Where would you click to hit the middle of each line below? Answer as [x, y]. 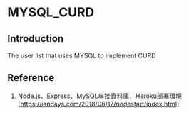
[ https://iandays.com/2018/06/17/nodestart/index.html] [98, 104]
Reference [31, 78]
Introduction [36, 39]
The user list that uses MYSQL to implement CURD [82, 55]
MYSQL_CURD [51, 12]
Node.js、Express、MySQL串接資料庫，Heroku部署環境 [100, 96]
